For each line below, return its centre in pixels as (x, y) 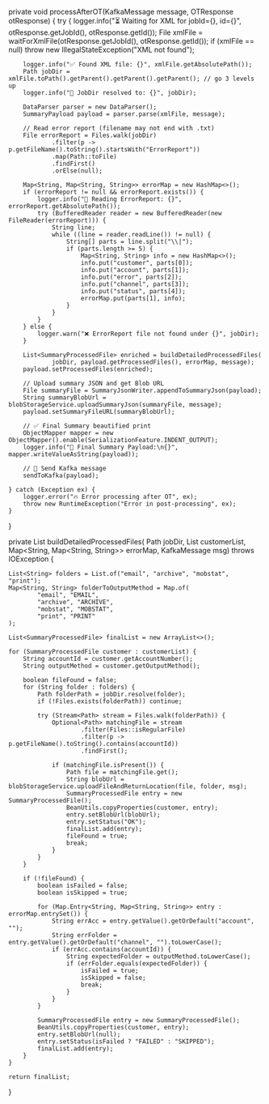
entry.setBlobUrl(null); (79, 1034)
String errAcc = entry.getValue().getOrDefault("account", (153, 921)
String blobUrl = (95, 779)
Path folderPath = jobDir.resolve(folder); (111, 694)
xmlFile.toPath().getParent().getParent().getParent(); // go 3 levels (131, 79)
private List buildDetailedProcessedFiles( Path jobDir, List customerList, (127, 541)
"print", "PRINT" (66, 616)
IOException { (31, 559)
